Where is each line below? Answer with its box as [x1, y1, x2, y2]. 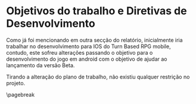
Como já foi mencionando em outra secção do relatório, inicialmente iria [6, 36, 183, 43]
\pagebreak [6, 91, 35, 98]
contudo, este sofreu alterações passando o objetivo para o [6, 49, 153, 56]
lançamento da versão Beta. [6, 61, 75, 69]
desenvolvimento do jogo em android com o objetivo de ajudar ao [6, 55, 167, 62]
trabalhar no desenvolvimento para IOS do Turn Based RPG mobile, [6, 43, 171, 50]
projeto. [6, 79, 26, 87]
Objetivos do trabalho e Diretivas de [6, 4, 187, 18]
